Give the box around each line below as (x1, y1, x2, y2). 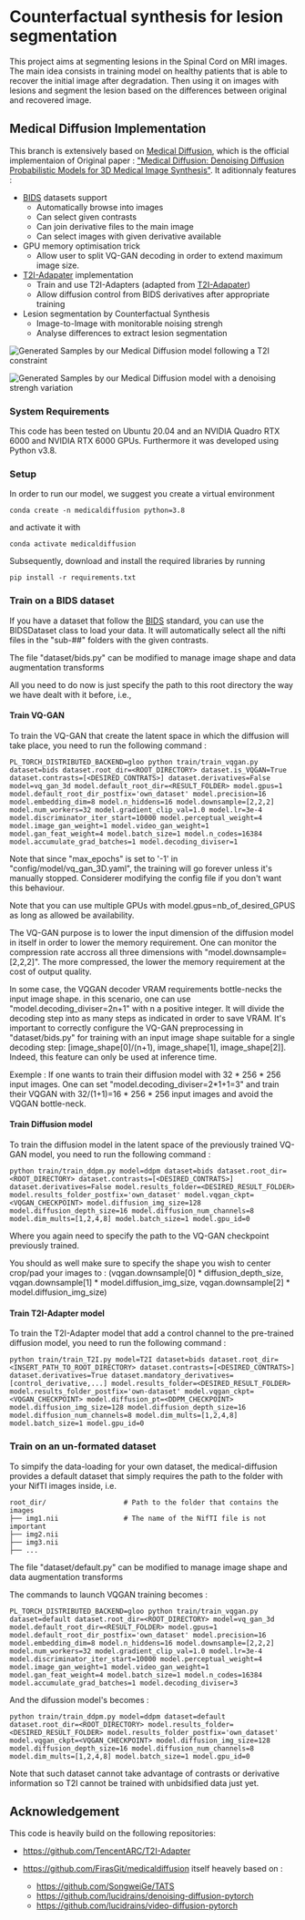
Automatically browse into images (36, 201, 164, 212)
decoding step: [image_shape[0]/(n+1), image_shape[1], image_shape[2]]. (9, 1042, 287, 1052)
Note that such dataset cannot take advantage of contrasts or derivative (9, 1768, 280, 1779)
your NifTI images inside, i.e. (9, 1480, 117, 1491)
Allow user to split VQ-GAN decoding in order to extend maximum (36, 250, 284, 261)
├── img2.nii (9, 1529, 59, 1539)
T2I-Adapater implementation (22, 269, 134, 280)
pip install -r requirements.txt (9, 573, 137, 582)
